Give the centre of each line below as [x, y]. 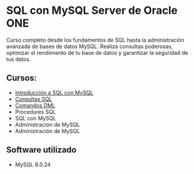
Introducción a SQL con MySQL [54, 92]
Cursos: [22, 78]
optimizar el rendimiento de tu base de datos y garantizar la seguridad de [97, 52]
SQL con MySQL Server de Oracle [92, 11]
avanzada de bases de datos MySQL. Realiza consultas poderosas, [89, 46]
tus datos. [19, 59]
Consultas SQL [33, 99]
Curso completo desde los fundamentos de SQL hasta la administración [95, 40]
